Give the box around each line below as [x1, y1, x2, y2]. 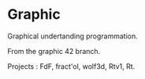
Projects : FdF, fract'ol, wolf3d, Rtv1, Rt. [7, 61, 136, 71]
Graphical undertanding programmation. [7, 31, 139, 41]
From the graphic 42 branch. [7, 46, 101, 56]
